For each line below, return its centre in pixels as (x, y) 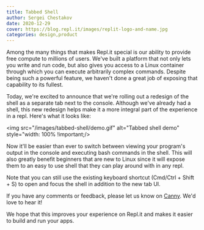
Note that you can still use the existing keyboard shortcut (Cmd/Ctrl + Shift (100, 177)
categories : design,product (42, 35)
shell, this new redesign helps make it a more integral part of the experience (102, 109)
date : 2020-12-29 (28, 23)
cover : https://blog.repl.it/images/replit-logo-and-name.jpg (87, 29)
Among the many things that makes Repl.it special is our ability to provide (99, 52)
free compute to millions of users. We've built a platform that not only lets (99, 59)
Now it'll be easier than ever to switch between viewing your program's (96, 146)
